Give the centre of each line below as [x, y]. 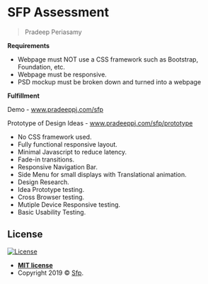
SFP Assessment [58, 12]
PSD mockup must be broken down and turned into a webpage [109, 81]
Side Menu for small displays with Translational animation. [102, 174]
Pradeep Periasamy [53, 32]
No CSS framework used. [54, 137]
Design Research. [43, 182]
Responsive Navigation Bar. [57, 166]
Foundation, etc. [41, 67]
